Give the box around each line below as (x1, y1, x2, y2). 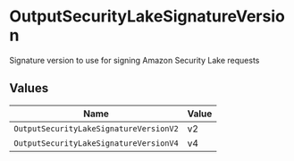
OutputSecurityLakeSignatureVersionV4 (13, 138, 179, 148)
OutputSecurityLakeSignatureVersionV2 (13, 123, 179, 133)
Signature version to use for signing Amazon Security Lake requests (9, 55, 260, 65)
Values (9, 80, 49, 96)
